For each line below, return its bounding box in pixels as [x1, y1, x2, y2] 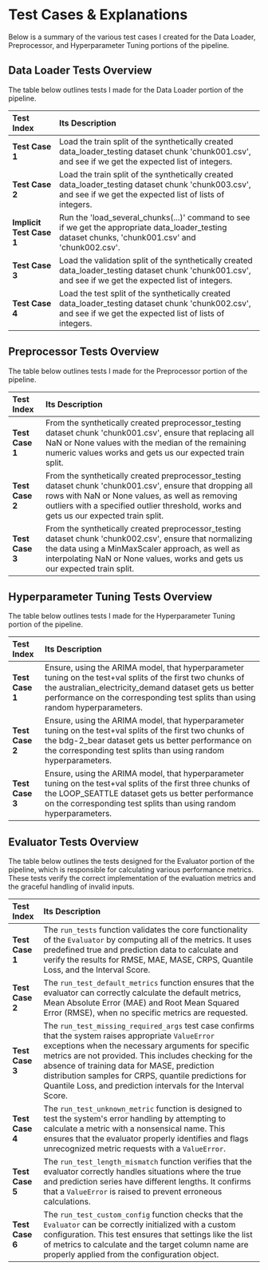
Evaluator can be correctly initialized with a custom [43, 1219, 236, 1230]
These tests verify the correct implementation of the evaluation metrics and [8, 874, 257, 883]
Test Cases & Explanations [8, 6, 188, 24]
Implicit [12, 217, 41, 228]
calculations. [43, 1196, 91, 1208]
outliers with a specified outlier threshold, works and [45, 500, 242, 511]
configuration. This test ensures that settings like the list [43, 1229, 253, 1240]
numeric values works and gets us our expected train [45, 447, 245, 458]
